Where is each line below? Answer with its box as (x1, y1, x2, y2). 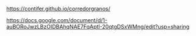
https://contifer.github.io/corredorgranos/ (6, 5, 111, 12)
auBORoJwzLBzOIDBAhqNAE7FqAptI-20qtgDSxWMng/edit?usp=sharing (6, 23, 190, 30)
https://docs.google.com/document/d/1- (6, 17, 108, 23)
